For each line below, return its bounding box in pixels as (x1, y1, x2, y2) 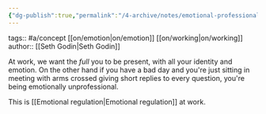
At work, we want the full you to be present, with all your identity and (8, 57, 233, 66)
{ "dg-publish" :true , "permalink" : (8, 11, 119, 20)
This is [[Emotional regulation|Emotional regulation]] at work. (8, 97, 206, 106)
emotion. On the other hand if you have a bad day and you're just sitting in (8, 64, 250, 75)
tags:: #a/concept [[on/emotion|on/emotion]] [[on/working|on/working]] (8, 33, 243, 42)
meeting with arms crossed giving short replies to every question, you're (8, 73, 245, 83)
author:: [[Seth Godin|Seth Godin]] (8, 41, 120, 51)
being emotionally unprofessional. (8, 82, 119, 91)
